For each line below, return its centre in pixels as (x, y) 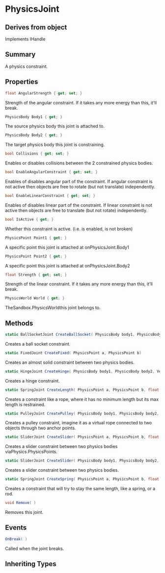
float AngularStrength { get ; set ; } (44, 93)
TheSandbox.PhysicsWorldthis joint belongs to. (53, 308)
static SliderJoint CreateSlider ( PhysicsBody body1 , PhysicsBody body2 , (82, 461)
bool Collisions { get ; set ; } (37, 154)
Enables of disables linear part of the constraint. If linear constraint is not (79, 205)
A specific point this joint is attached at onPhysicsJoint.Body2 (68, 266)
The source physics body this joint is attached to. (55, 126)
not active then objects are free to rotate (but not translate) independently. (80, 187)
